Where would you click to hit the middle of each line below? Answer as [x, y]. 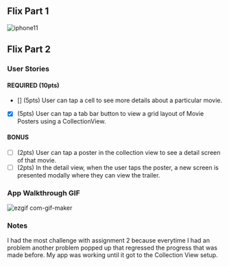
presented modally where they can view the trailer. [88, 175]
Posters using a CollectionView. [61, 121]
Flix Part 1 [28, 11]
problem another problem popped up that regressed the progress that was [112, 248]
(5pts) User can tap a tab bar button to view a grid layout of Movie [110, 114]
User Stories [28, 69]
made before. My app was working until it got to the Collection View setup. [112, 255]
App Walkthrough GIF [44, 193]
